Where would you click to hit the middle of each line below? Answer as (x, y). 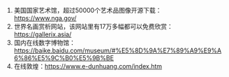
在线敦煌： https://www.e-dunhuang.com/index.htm (88, 66)
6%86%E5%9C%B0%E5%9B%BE (64, 58)
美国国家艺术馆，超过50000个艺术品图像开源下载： (88, 10)
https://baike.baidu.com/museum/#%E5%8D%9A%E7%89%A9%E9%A (118, 50)
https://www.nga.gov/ (45, 18)
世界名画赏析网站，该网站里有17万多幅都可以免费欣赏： (93, 26)
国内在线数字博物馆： (44, 43)
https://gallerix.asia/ (43, 34)
